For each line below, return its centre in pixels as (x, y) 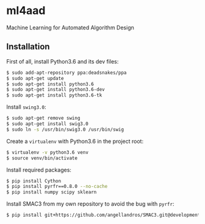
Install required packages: (39, 170)
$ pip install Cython (34, 181)
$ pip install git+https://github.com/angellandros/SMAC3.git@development (103, 215)
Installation (28, 47)
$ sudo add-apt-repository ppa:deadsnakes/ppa (67, 73)
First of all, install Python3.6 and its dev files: (63, 61)
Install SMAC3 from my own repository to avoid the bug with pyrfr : (90, 204)
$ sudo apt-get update (35, 78)
